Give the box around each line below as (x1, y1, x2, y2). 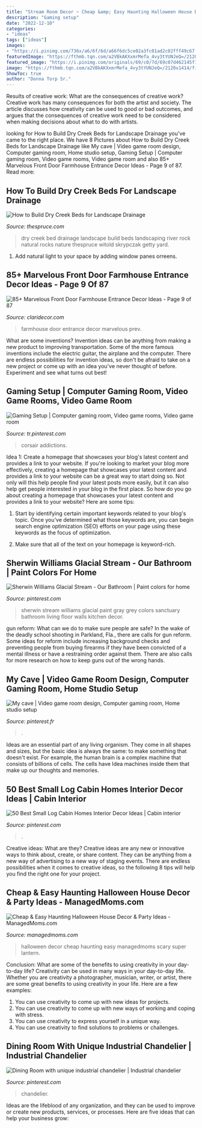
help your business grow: (6, 1114, 69, 1121)
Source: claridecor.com (6, 313, 64, 321)
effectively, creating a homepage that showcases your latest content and (6, 466, 187, 473)
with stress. (14, 1010, 44, 1018)
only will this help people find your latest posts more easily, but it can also (6, 478, 189, 486)
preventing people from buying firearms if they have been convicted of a (6, 644, 186, 651)
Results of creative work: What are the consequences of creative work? (6, 93, 183, 100)
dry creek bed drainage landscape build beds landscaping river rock (20, 234, 191, 242)
